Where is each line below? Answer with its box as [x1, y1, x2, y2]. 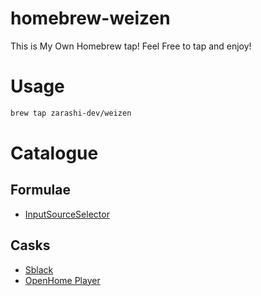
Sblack [24, 263, 54, 276]
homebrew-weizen [10, 7, 171, 30]
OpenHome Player [24, 274, 101, 286]
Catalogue [10, 142, 99, 164]
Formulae [10, 182, 71, 199]
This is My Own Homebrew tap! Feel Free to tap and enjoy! [10, 40, 252, 52]
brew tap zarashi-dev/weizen [10, 108, 132, 118]
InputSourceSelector [24, 208, 110, 220]
